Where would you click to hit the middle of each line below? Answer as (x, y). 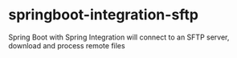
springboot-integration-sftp (104, 15)
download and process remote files (67, 45)
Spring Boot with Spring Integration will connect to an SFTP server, (119, 37)
